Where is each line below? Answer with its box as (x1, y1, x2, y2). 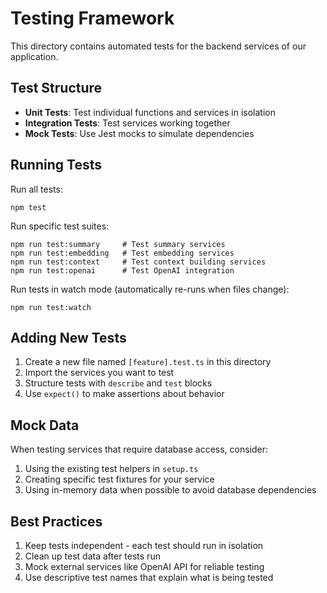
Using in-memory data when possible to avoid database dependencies (24, 484, 317, 496)
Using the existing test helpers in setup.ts (24, 463, 199, 475)
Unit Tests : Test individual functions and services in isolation (24, 106, 276, 118)
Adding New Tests (10, 329, 127, 346)
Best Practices (10, 513, 103, 530)
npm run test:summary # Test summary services (10, 239, 226, 249)
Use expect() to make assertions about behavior (24, 388, 225, 400)
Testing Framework (10, 7, 175, 30)
